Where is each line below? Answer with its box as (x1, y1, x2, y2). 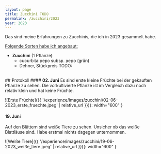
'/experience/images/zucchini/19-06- (39, 139, 114, 144)
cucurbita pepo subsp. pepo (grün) (19, 58, 90, 63)
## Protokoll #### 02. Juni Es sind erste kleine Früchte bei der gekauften (5, 77, 152, 83)
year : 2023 (5, 20, 27, 26)
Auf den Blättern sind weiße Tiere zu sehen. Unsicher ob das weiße (5, 124, 140, 130)
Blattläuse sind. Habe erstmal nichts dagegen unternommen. (5, 129, 126, 135)
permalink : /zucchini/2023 (5, 16, 60, 21)
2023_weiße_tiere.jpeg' (5, 144, 52, 150)
